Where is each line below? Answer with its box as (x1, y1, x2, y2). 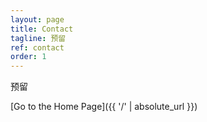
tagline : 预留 (10, 33, 67, 43)
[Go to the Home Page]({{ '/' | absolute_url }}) (10, 101, 198, 113)
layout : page (10, 14, 65, 25)
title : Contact (10, 24, 74, 34)
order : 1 (10, 52, 47, 62)
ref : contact (10, 42, 65, 53)
